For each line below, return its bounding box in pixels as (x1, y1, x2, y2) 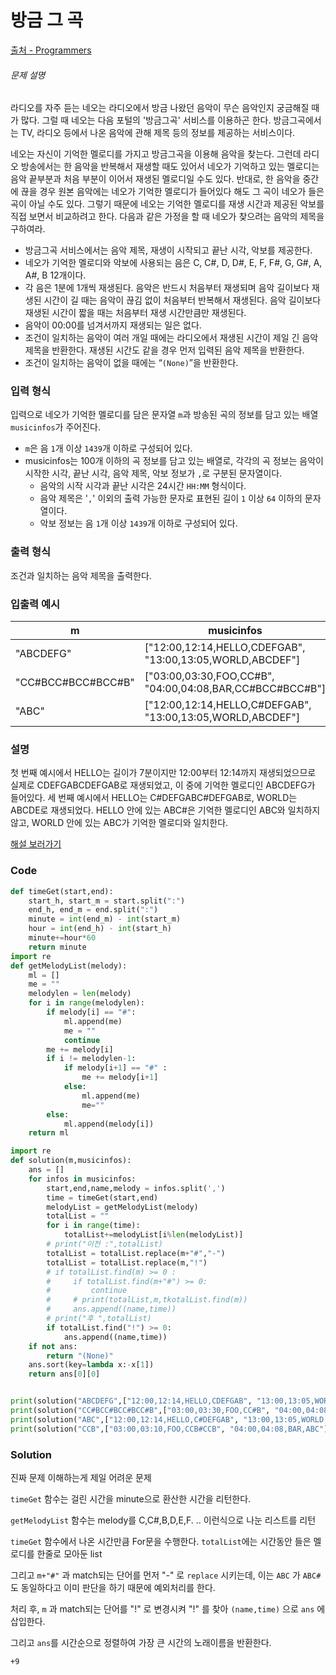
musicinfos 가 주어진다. (10, 421, 101, 433)
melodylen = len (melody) (28, 989, 132, 999)
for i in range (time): (46, 1221, 141, 1231)
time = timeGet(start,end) (46, 1192, 159, 1203)
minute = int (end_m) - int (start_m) (28, 914, 182, 925)
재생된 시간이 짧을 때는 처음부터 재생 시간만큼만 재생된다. (24, 307, 247, 319)
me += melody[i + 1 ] (81, 1072, 159, 1083)
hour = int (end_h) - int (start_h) (28, 924, 172, 934)
